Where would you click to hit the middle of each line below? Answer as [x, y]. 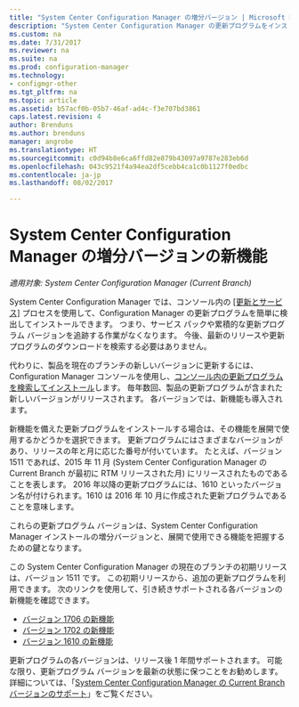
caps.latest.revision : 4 [55, 117]
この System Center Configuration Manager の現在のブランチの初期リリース [148, 567]
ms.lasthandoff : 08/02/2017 [61, 183]
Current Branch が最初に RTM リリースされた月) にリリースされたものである [149, 474]
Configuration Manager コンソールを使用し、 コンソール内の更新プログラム [146, 377]
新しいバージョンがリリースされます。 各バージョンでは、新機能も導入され [146, 399]
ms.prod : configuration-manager [69, 68]
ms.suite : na [33, 59]
